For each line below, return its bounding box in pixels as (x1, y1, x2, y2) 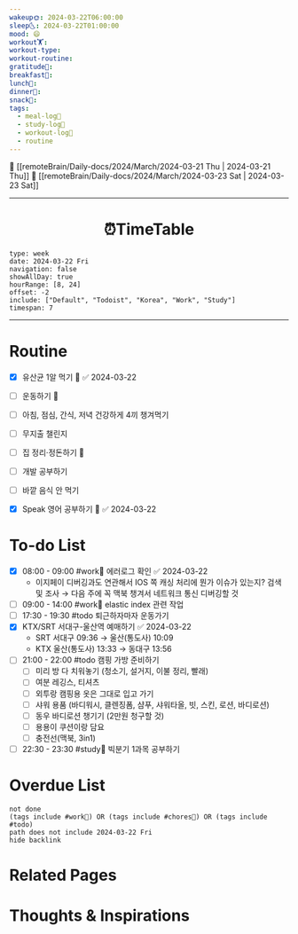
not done (9, 804, 42, 813)
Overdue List (9, 775, 106, 796)
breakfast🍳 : (9, 71, 53, 80)
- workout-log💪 (17, 129, 74, 137)
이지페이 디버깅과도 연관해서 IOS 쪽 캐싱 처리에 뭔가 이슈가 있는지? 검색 (35, 577, 282, 588)
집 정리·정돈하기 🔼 (21, 447, 85, 458)
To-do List (9, 536, 86, 555)
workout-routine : (9, 54, 74, 63)
